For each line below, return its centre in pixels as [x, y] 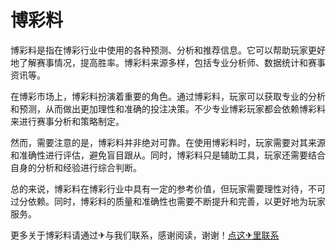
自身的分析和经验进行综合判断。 [76, 167]
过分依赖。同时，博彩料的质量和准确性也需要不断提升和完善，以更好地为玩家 [168, 201]
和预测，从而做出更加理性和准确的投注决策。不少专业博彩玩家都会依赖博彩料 [168, 108]
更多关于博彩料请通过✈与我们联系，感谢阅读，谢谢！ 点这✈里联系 [145, 235]
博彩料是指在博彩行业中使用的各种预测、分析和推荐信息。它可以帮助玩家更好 [168, 50]
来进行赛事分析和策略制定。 [67, 121]
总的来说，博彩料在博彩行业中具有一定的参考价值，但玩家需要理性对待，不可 [168, 188]
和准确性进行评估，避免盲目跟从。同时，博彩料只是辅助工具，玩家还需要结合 [168, 155]
